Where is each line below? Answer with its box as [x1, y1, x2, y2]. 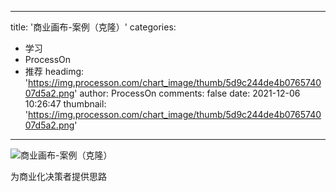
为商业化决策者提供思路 [10, 171, 107, 182]
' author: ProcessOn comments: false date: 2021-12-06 [74, 87, 301, 99]
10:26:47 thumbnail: [24, 98, 107, 110]
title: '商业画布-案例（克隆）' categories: [10, 21, 177, 33]
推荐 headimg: [24, 66, 85, 77]
